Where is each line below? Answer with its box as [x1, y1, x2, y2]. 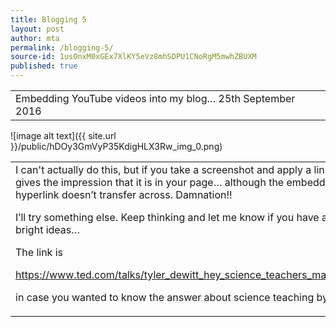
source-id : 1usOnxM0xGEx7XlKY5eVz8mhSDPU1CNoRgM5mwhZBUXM [10, 52, 257, 62]
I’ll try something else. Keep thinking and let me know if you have [15, 211, 320, 224]
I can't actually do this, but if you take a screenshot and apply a [15, 163, 312, 176]
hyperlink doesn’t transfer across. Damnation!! [15, 188, 233, 201]
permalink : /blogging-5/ [10, 42, 114, 53]
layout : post [10, 24, 65, 34]
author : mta [10, 33, 60, 43]
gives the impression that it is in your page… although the [15, 176, 285, 189]
